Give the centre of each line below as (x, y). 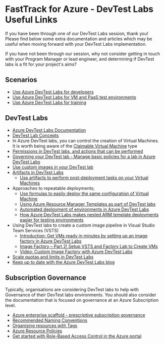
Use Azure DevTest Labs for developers (53, 92)
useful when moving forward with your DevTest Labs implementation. (76, 44)
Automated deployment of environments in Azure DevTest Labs (84, 209)
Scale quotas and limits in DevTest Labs (53, 257)
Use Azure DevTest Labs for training (49, 102)
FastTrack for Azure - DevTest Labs (79, 9)
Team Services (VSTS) (35, 230)
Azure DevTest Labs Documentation (49, 130)
